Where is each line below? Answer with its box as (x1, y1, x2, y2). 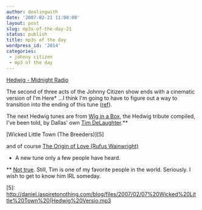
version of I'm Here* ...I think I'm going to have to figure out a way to (6, 94, 178, 102)
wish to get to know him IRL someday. (6, 172, 101, 179)
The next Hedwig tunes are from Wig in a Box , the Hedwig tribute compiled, (6, 113, 195, 120)
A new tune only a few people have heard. (15, 154, 121, 161)
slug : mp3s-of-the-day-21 (6, 25, 72, 32)
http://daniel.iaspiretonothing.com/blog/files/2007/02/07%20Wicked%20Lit (6, 190, 196, 197)
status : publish (6, 31, 47, 38)
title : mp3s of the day (6, 37, 67, 43)
